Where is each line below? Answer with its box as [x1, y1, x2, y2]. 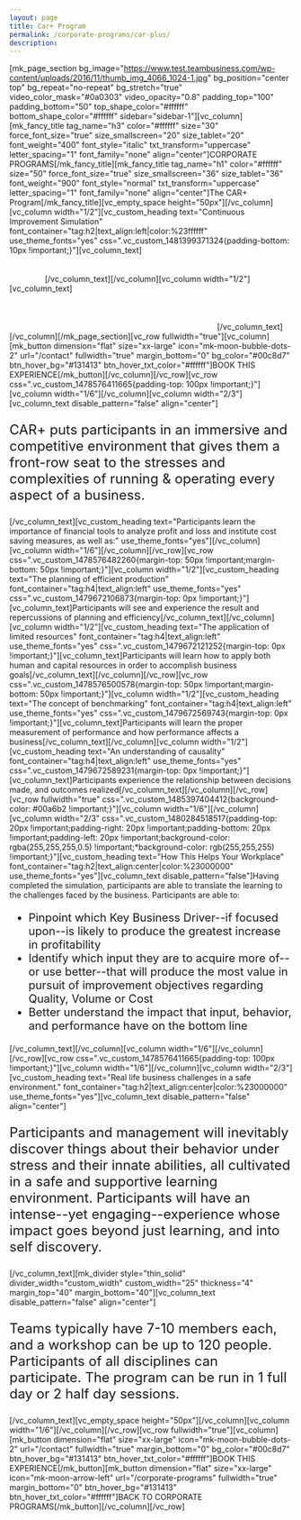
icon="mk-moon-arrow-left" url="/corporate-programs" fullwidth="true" [9, 1472, 279, 1483]
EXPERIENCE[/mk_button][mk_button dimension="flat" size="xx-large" [9, 1463, 272, 1474]
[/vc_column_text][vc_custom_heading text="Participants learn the [9, 516, 256, 527]
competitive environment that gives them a [9, 438, 280, 455]
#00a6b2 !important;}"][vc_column [32, 804, 162, 815]
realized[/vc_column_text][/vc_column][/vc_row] [89, 785, 269, 796]
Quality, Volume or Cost [28, 992, 154, 1006]
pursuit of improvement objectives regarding [28, 978, 264, 993]
